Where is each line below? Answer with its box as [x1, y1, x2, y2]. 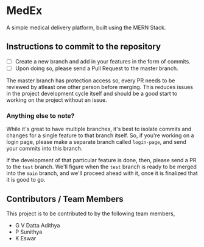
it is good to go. [6, 176, 46, 184]
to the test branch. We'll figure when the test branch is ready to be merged [6, 163, 197, 171]
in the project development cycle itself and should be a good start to [6, 90, 178, 97]
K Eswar [15, 234, 37, 242]
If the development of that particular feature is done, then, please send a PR [6, 157, 197, 164]
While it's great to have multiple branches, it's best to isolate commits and [6, 126, 192, 133]
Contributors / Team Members [6, 193, 124, 204]
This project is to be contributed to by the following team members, [6, 210, 175, 217]
